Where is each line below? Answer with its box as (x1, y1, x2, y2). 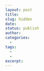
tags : (5, 44, 16, 49)
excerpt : (5, 58, 23, 63)
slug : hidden (5, 16, 32, 21)
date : (5, 21, 16, 26)
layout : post (5, 7, 32, 12)
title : (5, 12, 19, 17)
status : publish (5, 26, 39, 31)
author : (5, 30, 21, 35)
